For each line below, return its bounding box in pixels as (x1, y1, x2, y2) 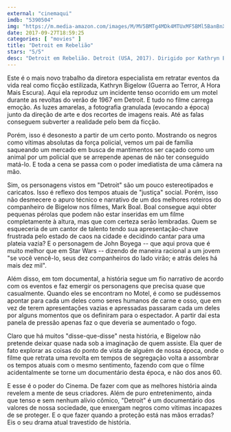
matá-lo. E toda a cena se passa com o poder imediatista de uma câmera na (7, 160, 223, 169)
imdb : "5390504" (7, 17, 54, 23)
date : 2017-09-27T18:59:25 (7, 29, 85, 36)
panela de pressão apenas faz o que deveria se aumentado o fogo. (7, 318, 197, 327)
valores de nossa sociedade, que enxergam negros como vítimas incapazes (7, 403, 222, 411)
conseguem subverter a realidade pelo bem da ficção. (7, 118, 161, 126)
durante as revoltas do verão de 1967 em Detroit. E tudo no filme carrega (7, 96, 213, 104)
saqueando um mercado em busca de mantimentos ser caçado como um (7, 145, 214, 153)
